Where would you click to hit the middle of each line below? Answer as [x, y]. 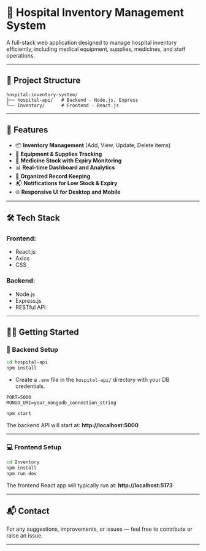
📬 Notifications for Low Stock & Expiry [66, 183]
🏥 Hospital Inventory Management [95, 13]
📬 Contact [28, 511]
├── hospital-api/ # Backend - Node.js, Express [72, 100]
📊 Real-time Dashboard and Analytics [65, 167]
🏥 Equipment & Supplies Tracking [59, 154]
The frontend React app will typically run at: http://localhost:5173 [90, 485]
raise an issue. [25, 535]
